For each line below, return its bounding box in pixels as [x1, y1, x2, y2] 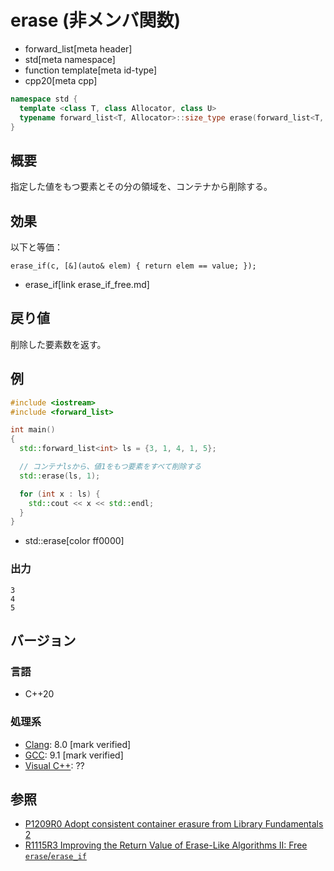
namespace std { [10, 94, 78, 104]
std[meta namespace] [24, 53, 116, 65]
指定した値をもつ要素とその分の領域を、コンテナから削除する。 [10, 181, 273, 193]
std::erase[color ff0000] [24, 535, 125, 547]
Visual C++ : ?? [24, 759, 85, 771]
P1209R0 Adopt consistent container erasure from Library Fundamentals [24, 818, 324, 830]
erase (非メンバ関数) [10, 9, 182, 32]
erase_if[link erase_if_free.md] [24, 279, 150, 291]
